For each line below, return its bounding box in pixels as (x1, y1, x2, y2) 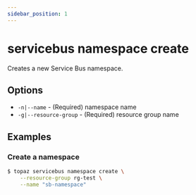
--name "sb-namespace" (20, 181, 87, 188)
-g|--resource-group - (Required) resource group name (17, 111, 180, 119)
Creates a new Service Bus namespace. (7, 64, 123, 73)
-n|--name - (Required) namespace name (17, 103, 137, 111)
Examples (7, 131, 51, 143)
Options (7, 84, 44, 96)
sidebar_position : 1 (7, 10, 68, 18)
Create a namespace (7, 152, 80, 162)
